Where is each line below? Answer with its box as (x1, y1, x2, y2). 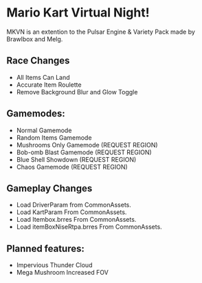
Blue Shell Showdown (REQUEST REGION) (16, 155, 137, 163)
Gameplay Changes (6, 182, 93, 194)
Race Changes (6, 55, 70, 67)
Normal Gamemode (16, 126, 72, 134)
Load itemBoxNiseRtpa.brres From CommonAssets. (16, 222, 162, 231)
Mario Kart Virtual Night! (6, 5, 150, 21)
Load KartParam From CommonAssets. (16, 208, 127, 216)
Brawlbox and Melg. (6, 34, 63, 43)
